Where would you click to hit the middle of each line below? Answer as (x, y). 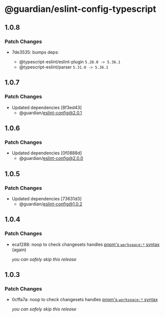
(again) (19, 249)
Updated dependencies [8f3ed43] (47, 107)
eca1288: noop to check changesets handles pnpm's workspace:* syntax (86, 244)
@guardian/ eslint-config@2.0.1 (50, 113)
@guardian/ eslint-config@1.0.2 (51, 204)
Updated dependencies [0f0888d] (47, 153)
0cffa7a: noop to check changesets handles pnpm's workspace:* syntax (85, 300)
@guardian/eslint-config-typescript (81, 9)
